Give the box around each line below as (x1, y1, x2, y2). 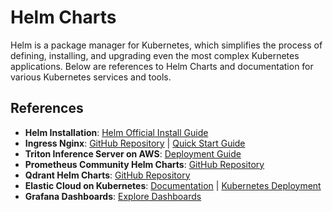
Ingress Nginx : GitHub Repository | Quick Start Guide (24, 137, 246, 149)
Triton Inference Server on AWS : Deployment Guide (24, 147, 242, 160)
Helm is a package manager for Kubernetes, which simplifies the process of (10, 39, 323, 51)
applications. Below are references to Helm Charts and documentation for (10, 60, 314, 72)
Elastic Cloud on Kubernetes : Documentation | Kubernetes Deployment (24, 179, 322, 191)
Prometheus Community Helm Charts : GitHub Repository (24, 158, 265, 170)
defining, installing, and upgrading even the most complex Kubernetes (10, 49, 300, 61)
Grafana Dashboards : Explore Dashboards (24, 190, 202, 202)
